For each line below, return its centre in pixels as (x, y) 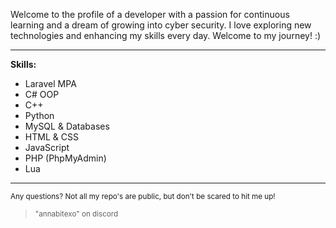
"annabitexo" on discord (76, 214)
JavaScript (47, 147)
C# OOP (42, 94)
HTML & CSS (51, 137)
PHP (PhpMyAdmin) (65, 158)
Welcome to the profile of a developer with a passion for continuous (150, 14)
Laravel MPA (50, 83)
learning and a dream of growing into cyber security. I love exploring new (161, 25)
